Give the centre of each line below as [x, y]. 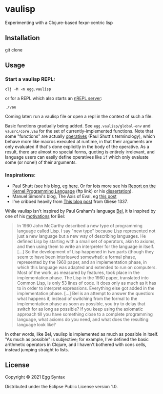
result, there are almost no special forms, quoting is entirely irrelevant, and [80, 152]
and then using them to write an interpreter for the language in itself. [86, 246]
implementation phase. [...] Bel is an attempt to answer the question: [86, 293]
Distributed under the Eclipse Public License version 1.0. [61, 386]
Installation [22, 38]
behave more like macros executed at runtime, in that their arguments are [79, 142]
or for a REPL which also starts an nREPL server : [54, 98]
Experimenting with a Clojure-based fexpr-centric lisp [59, 23]
